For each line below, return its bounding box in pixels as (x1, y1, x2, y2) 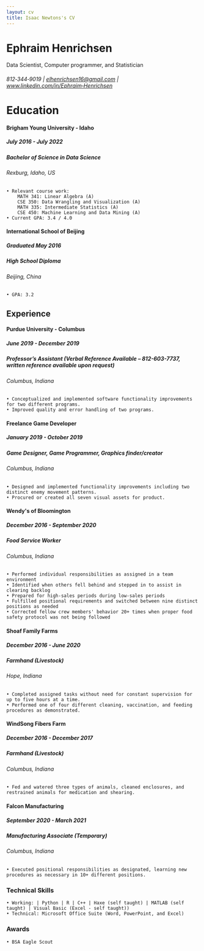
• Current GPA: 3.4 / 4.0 (6, 215, 72, 221)
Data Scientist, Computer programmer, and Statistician (6, 61, 144, 69)
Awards (6, 925, 30, 933)
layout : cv (6, 9, 34, 15)
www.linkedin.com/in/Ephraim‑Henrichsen (6, 82, 113, 90)
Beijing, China (6, 272, 42, 280)
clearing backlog (6, 587, 51, 594)
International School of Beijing (6, 228, 85, 235)
